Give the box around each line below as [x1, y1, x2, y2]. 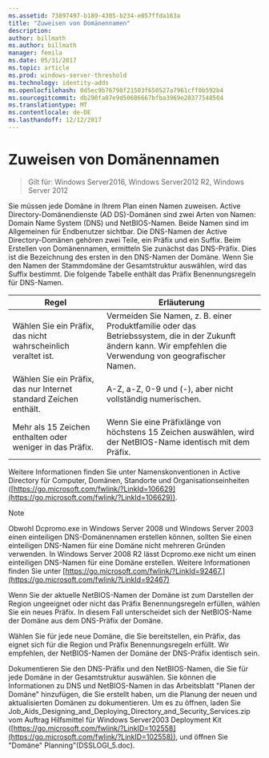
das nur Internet [12, 383, 73, 394]
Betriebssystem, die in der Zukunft [106, 330, 236, 341]
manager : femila [8, 49, 62, 57]
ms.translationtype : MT [8, 101, 88, 109]
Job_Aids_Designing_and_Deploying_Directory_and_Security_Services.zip [8, 706, 251, 716]
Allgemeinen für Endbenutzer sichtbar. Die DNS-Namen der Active [8, 226, 227, 236]
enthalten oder [12, 431, 68, 442]
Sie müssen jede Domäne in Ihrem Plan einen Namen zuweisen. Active [8, 201, 242, 211]
